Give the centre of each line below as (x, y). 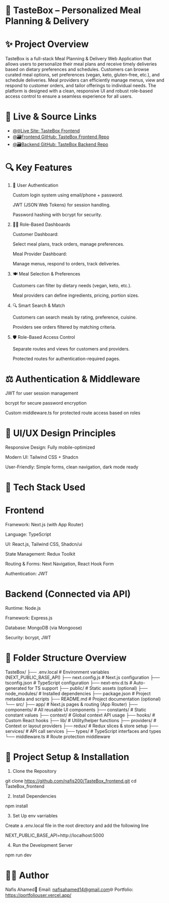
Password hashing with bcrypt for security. (57, 214)
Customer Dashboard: (36, 234)
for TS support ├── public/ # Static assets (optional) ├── (88, 688)
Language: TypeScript (28, 534)
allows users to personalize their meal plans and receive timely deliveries (81, 64)
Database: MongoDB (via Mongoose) (44, 627)
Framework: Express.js (29, 618)
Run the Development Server (43, 845)
